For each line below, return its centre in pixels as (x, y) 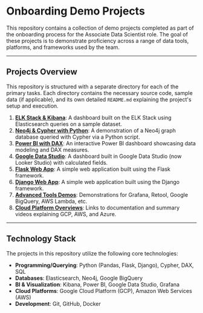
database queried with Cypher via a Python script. (77, 137)
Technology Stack (41, 239)
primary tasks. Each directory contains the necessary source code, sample (100, 93)
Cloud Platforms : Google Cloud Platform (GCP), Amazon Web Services (103, 291)
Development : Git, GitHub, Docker (58, 303)
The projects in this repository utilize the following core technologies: (92, 253)
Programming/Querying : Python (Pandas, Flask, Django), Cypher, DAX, (105, 265)
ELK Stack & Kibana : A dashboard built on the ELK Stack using (93, 117)
